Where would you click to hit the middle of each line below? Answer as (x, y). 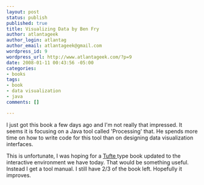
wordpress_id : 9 (27, 52)
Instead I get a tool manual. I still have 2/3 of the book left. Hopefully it (94, 169)
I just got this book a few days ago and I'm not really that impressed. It (94, 124)
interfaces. (20, 144)
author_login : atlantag (37, 40)
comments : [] (23, 102)
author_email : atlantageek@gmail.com (54, 46)
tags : (13, 79)
